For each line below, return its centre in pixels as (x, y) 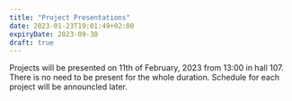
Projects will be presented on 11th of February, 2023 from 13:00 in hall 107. (146, 68)
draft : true (31, 42)
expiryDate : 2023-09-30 (54, 34)
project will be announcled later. (69, 87)
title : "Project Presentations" (70, 17)
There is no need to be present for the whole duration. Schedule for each (145, 78)
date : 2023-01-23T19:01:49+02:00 (72, 26)
